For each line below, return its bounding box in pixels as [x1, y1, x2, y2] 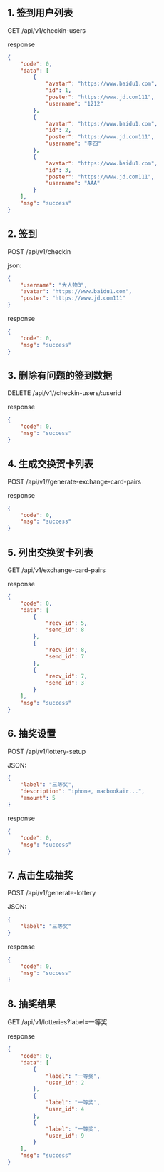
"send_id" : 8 [45, 626, 84, 633]
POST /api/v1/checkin [7, 247, 71, 255]
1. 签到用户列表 [7, 6, 73, 19]
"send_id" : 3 [45, 680, 84, 687]
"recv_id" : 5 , [45, 620, 88, 627]
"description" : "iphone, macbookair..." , [20, 788, 145, 795]
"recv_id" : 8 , [45, 646, 88, 653]
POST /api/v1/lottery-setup [7, 747, 86, 755]
